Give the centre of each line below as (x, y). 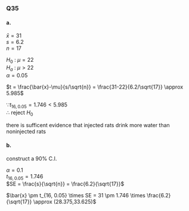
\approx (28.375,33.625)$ (65, 202)
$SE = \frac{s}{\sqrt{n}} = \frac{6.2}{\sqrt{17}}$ (65, 184)
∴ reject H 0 (20, 113)
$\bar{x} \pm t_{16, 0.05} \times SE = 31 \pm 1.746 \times (76, 196)
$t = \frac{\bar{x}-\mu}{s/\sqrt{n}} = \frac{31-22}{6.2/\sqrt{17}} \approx (95, 87)
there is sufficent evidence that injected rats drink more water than (88, 125)
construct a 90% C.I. (32, 158)
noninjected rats (26, 131)
